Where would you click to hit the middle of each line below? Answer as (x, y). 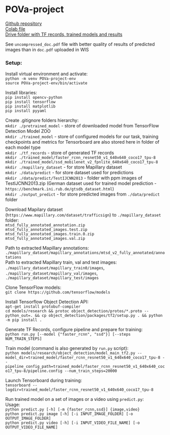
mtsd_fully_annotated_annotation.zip (45, 225)
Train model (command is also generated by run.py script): (67, 348)
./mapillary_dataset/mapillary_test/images (52, 278)
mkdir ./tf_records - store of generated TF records (60, 153)
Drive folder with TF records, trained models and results (64, 34)
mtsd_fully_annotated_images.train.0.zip (50, 234)
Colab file (15, 29)
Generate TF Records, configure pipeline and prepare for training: (74, 330)
